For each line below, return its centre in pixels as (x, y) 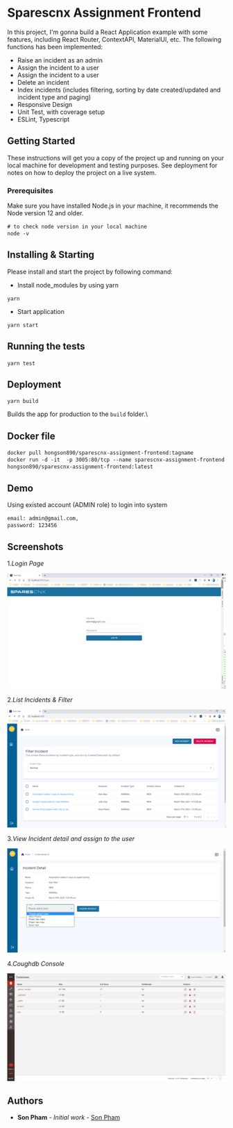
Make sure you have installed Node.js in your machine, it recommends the (113, 206)
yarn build (23, 401)
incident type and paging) (54, 97)
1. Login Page (26, 563)
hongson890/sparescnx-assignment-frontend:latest (80, 467)
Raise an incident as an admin (60, 60)
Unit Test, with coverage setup (61, 112)
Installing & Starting (51, 255)
